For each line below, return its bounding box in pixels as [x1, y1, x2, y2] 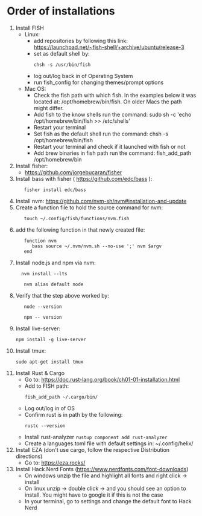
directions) [15, 452, 43, 460]
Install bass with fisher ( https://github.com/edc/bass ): [15, 175, 153, 182]
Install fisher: [15, 162, 48, 169]
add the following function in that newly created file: [15, 226, 145, 234]
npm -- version [24, 314, 62, 320]
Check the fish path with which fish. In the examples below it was [33, 91, 197, 99]
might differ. [33, 104, 64, 111]
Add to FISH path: [24, 382, 69, 390]
